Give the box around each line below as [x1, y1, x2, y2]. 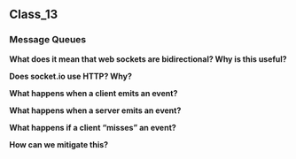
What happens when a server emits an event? [9, 105, 182, 116]
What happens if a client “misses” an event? [9, 122, 177, 132]
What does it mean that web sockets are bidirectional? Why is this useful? [9, 53, 287, 64]
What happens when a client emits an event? [9, 87, 178, 98]
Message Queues [9, 34, 87, 46]
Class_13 [9, 7, 58, 22]
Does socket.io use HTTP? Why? [9, 71, 133, 81]
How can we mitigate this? [9, 139, 109, 149]
